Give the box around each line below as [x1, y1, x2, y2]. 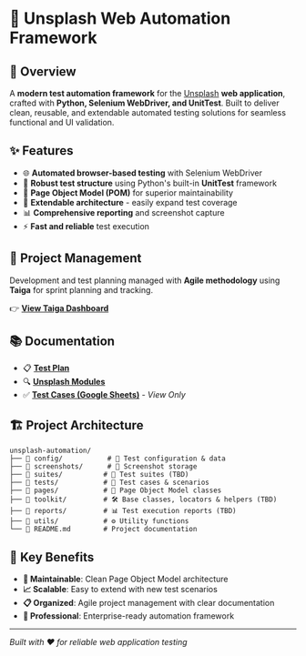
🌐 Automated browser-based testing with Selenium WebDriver [22, 167, 262, 178]
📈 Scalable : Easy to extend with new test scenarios [22, 584, 219, 595]
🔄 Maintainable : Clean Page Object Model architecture [22, 573, 229, 585]
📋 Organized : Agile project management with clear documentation [22, 598, 275, 609]
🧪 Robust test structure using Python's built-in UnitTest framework [22, 177, 278, 188]
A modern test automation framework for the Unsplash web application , [9, 88, 286, 98]
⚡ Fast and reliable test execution [22, 220, 150, 231]
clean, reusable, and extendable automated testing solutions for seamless [9, 107, 287, 117]
